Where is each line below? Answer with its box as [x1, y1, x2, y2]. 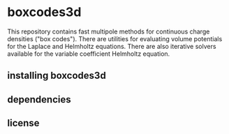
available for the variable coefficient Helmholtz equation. [7, 50, 170, 58]
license [7, 117, 40, 129]
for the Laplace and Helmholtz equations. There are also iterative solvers [7, 42, 216, 50]
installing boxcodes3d [7, 70, 106, 82]
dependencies [7, 94, 71, 105]
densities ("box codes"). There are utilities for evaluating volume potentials [7, 34, 223, 43]
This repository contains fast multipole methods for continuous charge [7, 27, 210, 36]
